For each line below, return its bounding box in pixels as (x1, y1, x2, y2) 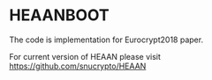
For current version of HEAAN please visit (9, 51, 162, 62)
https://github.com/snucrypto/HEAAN (9, 61, 147, 71)
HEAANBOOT (9, 5, 110, 25)
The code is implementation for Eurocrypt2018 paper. (9, 34, 204, 45)
